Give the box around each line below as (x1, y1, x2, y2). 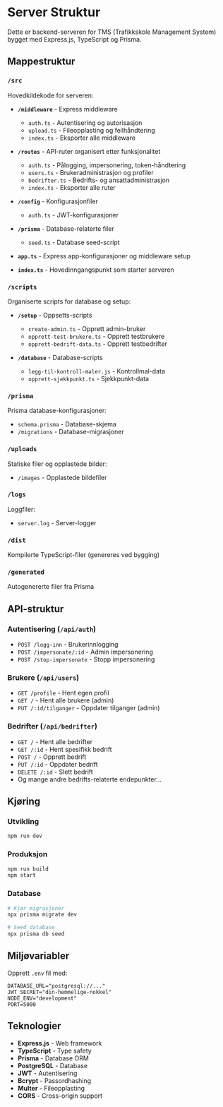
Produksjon (7, 849, 48, 859)
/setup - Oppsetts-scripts (17, 311, 92, 319)
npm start (7, 872, 37, 879)
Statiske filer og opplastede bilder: (7, 460, 107, 468)
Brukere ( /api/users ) (7, 673, 80, 683)
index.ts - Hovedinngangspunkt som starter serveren (17, 265, 174, 274)
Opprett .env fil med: (7, 969, 68, 977)
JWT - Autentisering (17, 1069, 78, 1077)
